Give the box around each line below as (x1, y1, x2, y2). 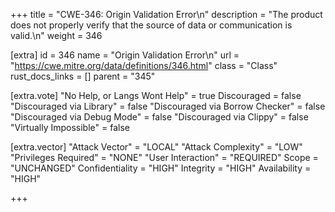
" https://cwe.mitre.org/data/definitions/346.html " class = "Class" (10, 60, 278, 71)
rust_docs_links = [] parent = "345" (10, 70, 156, 82)
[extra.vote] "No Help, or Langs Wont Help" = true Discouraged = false (10, 90, 302, 101)
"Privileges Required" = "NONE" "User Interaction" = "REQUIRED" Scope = (10, 152, 319, 163)
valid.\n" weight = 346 (10, 30, 103, 41)
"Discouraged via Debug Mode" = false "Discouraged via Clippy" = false (10, 111, 309, 123)
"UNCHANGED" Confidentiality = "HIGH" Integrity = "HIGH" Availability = (10, 162, 312, 174)
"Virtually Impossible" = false (10, 122, 130, 133)
